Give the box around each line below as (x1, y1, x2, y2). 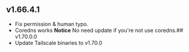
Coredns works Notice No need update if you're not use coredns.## (14, 27, 184, 34)
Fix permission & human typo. (14, 20, 89, 27)
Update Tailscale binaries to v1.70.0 (14, 39, 103, 46)
